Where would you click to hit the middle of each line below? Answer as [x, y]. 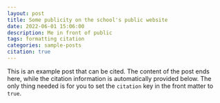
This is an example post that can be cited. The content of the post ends [109, 71]
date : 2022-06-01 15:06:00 [46, 26]
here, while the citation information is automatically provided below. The [109, 78]
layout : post [26, 13]
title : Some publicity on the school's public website [88, 20]
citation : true [29, 52]
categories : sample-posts [44, 45]
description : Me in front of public [60, 33]
